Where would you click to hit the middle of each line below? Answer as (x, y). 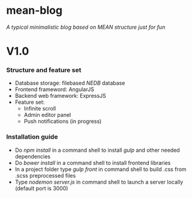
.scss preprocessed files (45, 175)
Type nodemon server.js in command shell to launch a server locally (99, 182)
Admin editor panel (47, 115)
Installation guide (32, 137)
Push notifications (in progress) (63, 121)
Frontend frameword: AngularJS (54, 89)
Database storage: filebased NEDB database (70, 83)
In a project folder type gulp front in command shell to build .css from (101, 169)
